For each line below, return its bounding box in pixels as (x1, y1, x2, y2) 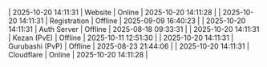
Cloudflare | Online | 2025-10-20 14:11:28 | (8, 50, 148, 59)
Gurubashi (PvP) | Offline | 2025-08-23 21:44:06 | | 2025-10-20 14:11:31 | (8, 41, 250, 51)
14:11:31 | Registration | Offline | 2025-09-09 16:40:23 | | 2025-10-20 (18, 16, 246, 26)
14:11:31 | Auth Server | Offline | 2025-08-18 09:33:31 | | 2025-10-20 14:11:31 (8, 25, 260, 33)
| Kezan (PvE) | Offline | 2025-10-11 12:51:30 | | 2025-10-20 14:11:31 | (8, 33, 234, 42)
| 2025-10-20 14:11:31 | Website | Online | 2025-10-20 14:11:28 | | (8, 8, 221, 17)
